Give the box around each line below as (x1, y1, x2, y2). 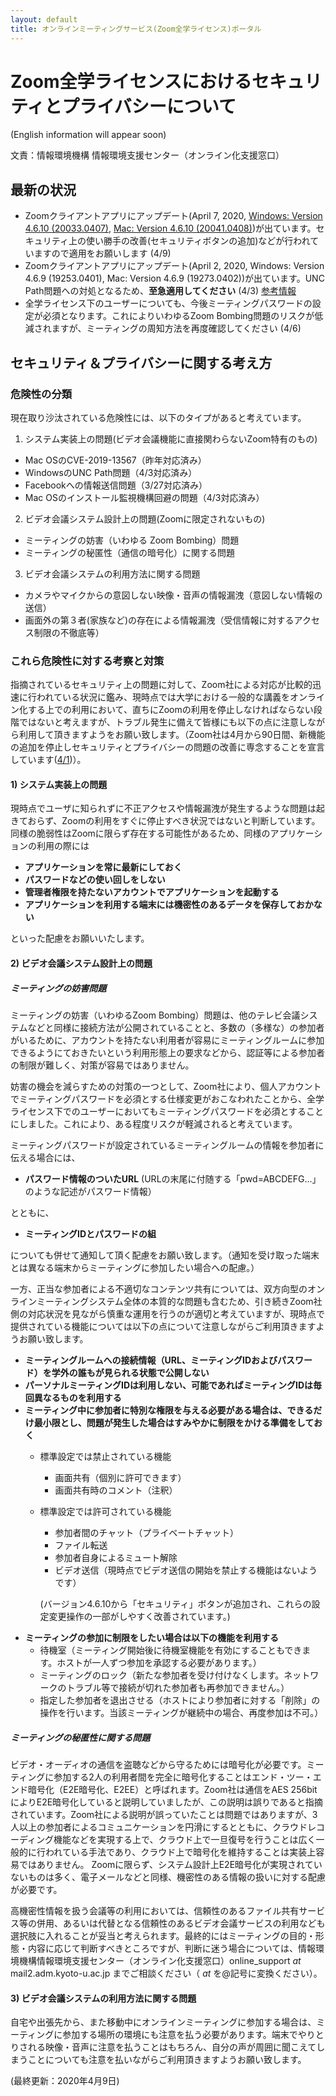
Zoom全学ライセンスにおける (10, 70, 252, 93)
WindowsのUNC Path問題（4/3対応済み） (24, 466, 198, 478)
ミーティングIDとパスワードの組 (24, 1228, 157, 1240)
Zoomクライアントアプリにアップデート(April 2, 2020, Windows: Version (24, 260, 325, 272)
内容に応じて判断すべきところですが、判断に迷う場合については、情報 (27, 1942, 317, 1954)
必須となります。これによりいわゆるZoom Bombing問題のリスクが (42, 310, 315, 322)
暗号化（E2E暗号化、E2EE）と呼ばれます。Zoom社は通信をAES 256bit (27, 1783, 318, 1795)
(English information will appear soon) (10, 129, 167, 141)
